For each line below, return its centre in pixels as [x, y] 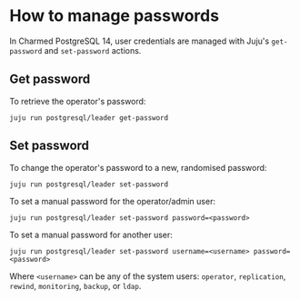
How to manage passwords [115, 16]
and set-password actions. [93, 50]
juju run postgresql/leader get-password [89, 118]
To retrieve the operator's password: [78, 101]
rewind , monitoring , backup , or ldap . [75, 285]
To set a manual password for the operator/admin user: [113, 201]
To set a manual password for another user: [91, 235]
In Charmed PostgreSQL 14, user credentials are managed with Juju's [140, 41]
